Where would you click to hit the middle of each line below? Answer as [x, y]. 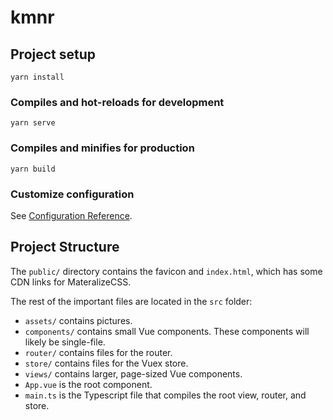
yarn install [37, 77]
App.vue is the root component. [88, 384]
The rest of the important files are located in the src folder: [131, 301]
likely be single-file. [65, 342]
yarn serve [33, 123]
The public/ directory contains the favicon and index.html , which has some [166, 271]
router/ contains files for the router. [98, 352]
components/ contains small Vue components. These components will [167, 331]
